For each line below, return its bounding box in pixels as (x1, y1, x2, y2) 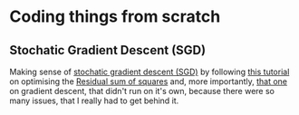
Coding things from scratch (9, 6, 221, 27)
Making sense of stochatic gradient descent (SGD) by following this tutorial (9, 66, 290, 77)
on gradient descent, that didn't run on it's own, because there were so (9, 86, 275, 96)
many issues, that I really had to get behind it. (9, 95, 179, 106)
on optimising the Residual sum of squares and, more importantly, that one (9, 76, 288, 87)
